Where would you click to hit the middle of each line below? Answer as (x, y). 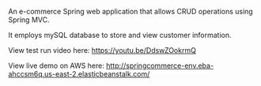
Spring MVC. (29, 20)
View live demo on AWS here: (57, 65)
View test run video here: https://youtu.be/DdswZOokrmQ (102, 50)
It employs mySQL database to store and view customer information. (120, 35)
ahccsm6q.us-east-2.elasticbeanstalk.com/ (79, 74)
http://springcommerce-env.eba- (160, 65)
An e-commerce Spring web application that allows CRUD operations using (130, 11)
